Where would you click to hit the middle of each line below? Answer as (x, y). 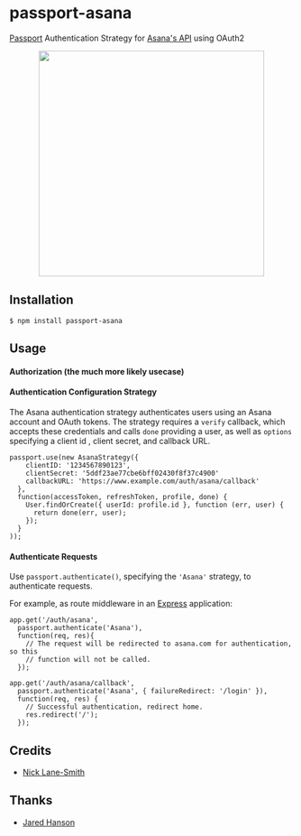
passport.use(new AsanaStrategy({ (74, 457)
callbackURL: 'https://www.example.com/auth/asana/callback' (142, 481)
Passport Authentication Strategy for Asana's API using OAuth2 (127, 38)
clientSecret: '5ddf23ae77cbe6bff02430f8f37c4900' (123, 473)
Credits (31, 751)
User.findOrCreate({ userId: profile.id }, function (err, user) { (155, 505)
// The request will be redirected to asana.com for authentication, (159, 644)
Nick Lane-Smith (54, 772)
